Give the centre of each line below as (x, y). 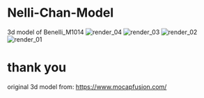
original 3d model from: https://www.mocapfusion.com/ (87, 87)
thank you (37, 68)
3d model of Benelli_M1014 (46, 32)
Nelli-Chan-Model (60, 13)
